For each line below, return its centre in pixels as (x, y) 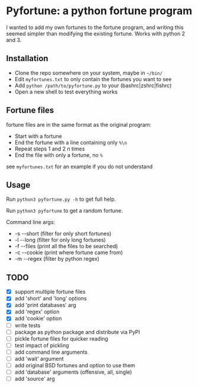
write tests (27, 325)
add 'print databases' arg (46, 305)
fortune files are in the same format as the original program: (79, 124)
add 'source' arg (35, 379)
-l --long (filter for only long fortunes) (60, 240)
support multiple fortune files (50, 292)
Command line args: (30, 222)
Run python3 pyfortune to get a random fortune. (64, 211)
